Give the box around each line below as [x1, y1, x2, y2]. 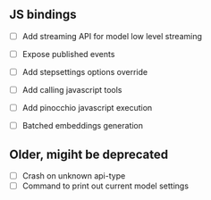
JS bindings [9, 7, 78, 22]
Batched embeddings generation [21, 121, 144, 131]
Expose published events [21, 48, 115, 59]
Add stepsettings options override [21, 66, 148, 77]
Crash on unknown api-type [21, 171, 126, 181]
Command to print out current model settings [21, 180, 190, 191]
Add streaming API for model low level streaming [21, 30, 203, 41]
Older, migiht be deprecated [9, 146, 168, 162]
